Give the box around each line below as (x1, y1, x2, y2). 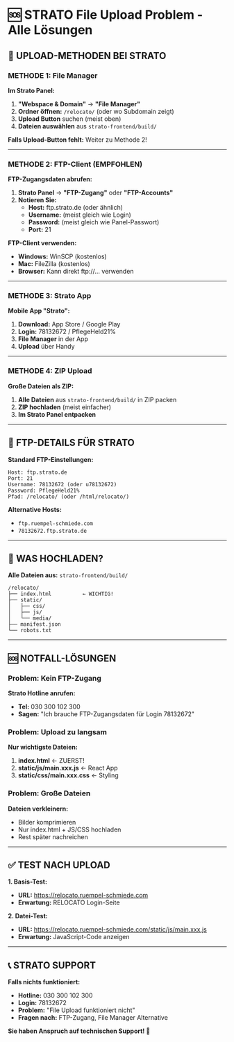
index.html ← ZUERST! (17, 756, 85, 765)
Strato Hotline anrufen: (8, 689, 76, 697)
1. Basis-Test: (8, 877, 48, 886)
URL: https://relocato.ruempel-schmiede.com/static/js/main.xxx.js (17, 925, 207, 934)
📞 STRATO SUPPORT (8, 959, 97, 971)
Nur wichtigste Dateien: (8, 743, 78, 752)
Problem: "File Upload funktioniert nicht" (17, 1006, 135, 1014)
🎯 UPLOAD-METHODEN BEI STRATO (8, 49, 167, 62)
